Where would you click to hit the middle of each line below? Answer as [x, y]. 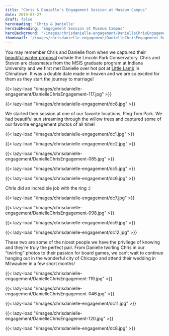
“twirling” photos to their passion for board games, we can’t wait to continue [84, 253]
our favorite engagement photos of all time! [50, 124]
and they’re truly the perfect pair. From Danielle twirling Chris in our [75, 247]
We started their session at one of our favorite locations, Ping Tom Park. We [84, 113]
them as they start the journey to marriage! [50, 79]
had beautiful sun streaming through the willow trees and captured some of [83, 119]
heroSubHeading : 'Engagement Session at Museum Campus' [65, 29]
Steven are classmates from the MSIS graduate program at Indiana [74, 63]
